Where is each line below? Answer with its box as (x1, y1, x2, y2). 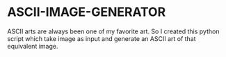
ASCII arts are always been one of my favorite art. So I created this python (7, 27, 220, 35)
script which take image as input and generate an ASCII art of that (7, 34, 196, 42)
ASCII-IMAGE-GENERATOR (7, 4, 166, 20)
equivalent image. (7, 42, 58, 50)
